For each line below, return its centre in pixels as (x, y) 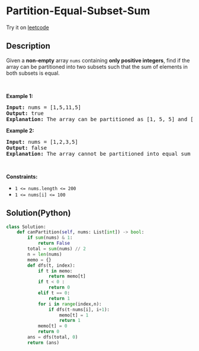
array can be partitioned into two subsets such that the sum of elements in (97, 67)
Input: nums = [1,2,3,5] (42, 142)
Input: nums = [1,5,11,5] (44, 107)
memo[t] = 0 (52, 326)
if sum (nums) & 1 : (50, 238)
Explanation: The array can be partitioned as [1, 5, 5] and (97, 119)
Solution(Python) (38, 213)
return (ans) (44, 343)
